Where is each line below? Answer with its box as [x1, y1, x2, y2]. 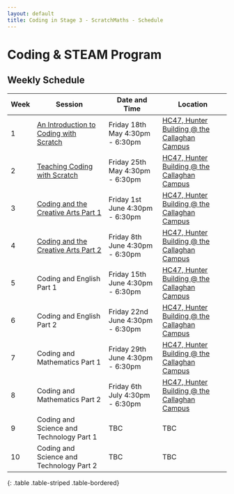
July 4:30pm [108, 390, 150, 400]
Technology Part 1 [37, 432, 97, 442]
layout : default [7, 10, 54, 17]
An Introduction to [37, 120, 96, 129]
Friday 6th [108, 381, 142, 391]
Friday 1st [108, 194, 141, 204]
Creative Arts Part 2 [37, 245, 102, 255]
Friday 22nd [108, 307, 148, 317]
